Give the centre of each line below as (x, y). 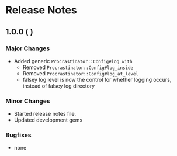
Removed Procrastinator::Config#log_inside (78, 67)
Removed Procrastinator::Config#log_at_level (80, 73)
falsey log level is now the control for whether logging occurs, (97, 79)
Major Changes (28, 48)
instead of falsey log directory (59, 86)
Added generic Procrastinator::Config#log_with (73, 61)
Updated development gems (48, 120)
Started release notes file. (45, 114)
